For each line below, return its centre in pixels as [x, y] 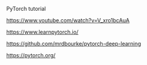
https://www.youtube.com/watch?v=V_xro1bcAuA [68, 20]
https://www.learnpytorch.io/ [43, 32]
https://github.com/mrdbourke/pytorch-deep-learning [74, 44]
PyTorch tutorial [26, 9]
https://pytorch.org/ [31, 55]
